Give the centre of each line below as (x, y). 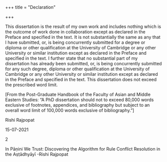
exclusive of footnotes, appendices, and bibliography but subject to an (78, 105)
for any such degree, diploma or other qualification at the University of (78, 69)
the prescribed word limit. (32, 85)
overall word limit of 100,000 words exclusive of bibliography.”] (70, 110)
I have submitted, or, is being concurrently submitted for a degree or (75, 42)
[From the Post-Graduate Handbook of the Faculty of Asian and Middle (78, 94)
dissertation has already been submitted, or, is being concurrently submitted (83, 64)
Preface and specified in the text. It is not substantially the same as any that (83, 37)
